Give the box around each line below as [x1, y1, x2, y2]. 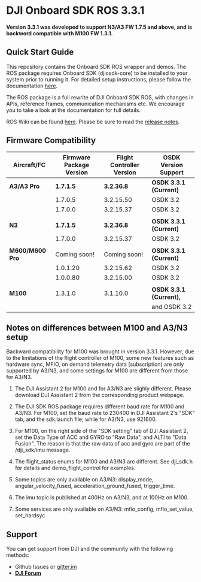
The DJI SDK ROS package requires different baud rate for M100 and [14, 403, 185, 410]
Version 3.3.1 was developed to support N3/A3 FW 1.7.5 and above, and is [6, 23, 193, 31]
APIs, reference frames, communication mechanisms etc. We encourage [6, 100, 185, 107]
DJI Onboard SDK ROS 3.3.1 [6, 4, 145, 17]
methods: [6, 551, 30, 559]
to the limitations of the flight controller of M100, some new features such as [6, 354, 194, 362]
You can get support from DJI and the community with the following [6, 545, 173, 553]
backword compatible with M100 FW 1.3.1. [6, 29, 113, 37]
